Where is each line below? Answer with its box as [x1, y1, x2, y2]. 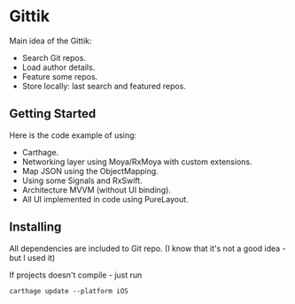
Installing [9, 219, 62, 235]
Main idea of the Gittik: [9, 35, 92, 46]
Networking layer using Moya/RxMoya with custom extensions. [21, 156, 252, 167]
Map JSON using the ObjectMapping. [21, 165, 159, 176]
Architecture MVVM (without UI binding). [21, 184, 171, 195]
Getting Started [9, 106, 97, 121]
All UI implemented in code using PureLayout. [21, 194, 189, 204]
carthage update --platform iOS [9, 286, 128, 295]
